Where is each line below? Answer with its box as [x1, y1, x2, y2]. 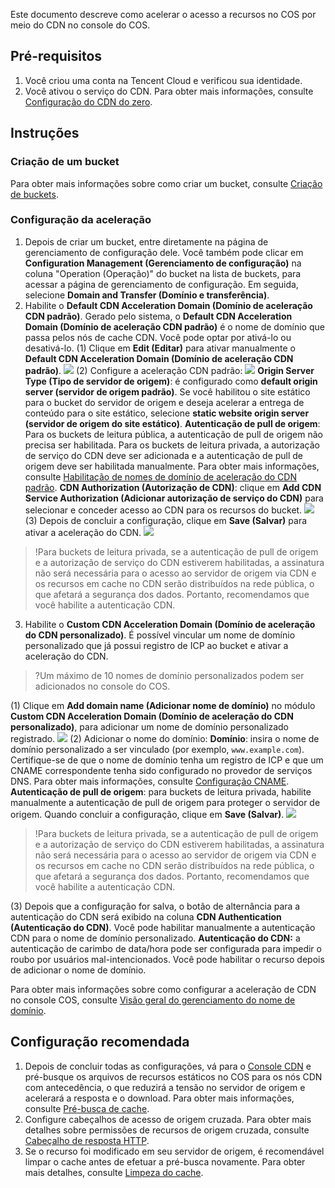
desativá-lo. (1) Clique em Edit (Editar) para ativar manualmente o [24, 342, 296, 354]
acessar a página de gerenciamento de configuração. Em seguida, [24, 278, 299, 290]
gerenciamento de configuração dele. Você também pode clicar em [24, 246, 304, 258]
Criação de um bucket [10, 155, 120, 169]
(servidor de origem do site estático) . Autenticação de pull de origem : [24, 417, 321, 429]
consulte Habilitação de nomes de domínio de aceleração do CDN [24, 470, 297, 483]
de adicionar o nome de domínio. [10, 964, 147, 976]
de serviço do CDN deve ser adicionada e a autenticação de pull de [24, 449, 304, 461]
